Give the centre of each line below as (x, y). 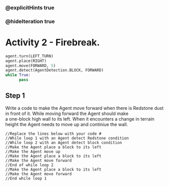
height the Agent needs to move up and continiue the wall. (67, 124)
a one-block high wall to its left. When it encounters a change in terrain (80, 119)
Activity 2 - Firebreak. (53, 43)
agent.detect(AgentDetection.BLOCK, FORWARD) (54, 71)
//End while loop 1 (26, 178)
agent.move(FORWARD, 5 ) (31, 65)
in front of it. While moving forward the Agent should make (67, 113)
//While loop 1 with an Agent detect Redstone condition (67, 138)
